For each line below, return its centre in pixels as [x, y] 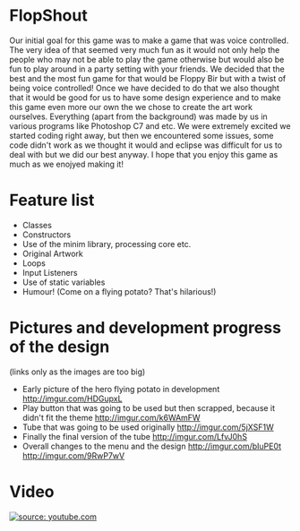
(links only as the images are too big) [77, 372]
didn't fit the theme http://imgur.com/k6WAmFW [111, 417]
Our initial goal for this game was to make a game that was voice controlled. [149, 40]
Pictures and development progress [146, 328]
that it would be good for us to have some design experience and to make [145, 97]
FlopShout [48, 16]
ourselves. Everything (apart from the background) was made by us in [139, 116]
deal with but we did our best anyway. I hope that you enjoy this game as [144, 154]
